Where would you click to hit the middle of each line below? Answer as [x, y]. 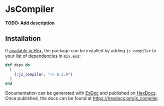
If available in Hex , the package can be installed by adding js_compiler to [81, 50]
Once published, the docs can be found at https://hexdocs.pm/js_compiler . [82, 99]
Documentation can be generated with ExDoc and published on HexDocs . [81, 93]
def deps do [17, 65]
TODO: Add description [30, 23]
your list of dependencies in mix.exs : [43, 56]
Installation [23, 39]
